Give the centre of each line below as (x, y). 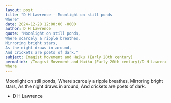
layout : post (19, 10)
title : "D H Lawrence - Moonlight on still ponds (59, 15)
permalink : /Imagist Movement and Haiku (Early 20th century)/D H (77, 62)
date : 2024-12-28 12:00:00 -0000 (41, 24)
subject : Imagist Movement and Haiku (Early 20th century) (69, 57)
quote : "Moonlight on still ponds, (43, 33)
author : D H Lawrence (28, 29)
